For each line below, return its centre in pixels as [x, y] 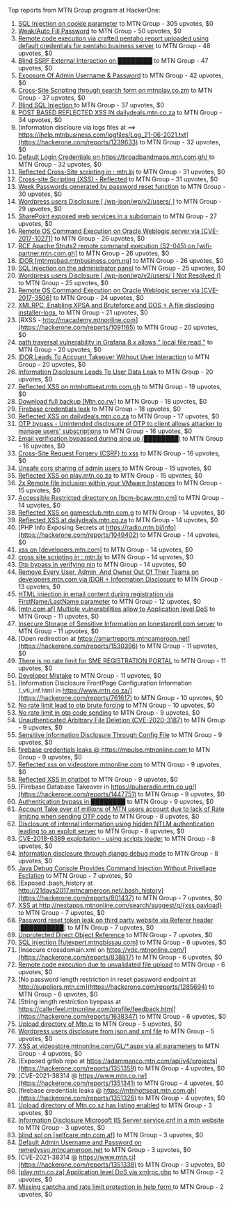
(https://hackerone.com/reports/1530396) [78, 646]
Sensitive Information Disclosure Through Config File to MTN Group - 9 [120, 735]
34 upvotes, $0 [40, 120]
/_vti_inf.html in [39, 690]
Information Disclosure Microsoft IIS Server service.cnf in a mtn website [121, 1120]
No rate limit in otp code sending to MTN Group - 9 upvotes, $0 [109, 713]
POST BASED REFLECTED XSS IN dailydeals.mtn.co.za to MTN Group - [120, 112]
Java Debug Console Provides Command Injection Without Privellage [117, 868]
